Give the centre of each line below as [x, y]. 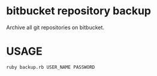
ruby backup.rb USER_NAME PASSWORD [51, 67]
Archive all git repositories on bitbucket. [55, 27]
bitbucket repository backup [79, 11]
